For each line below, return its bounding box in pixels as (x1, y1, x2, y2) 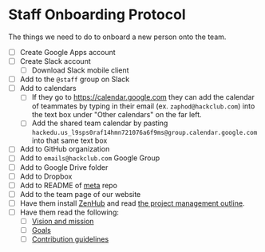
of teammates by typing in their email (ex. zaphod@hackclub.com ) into (31, 101, 255, 111)
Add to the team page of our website (19, 189, 141, 199)
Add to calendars (19, 84, 77, 93)
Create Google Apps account (19, 47, 116, 57)
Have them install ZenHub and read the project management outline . (19, 198, 245, 208)
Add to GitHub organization (19, 144, 110, 154)
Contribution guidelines (31, 234, 109, 244)
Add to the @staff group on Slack (19, 74, 130, 85)
